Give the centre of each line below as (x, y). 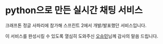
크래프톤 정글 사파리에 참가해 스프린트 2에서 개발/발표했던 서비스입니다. (76, 25)
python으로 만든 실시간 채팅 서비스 (74, 10)
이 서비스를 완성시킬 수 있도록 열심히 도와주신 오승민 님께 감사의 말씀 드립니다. (82, 36)
